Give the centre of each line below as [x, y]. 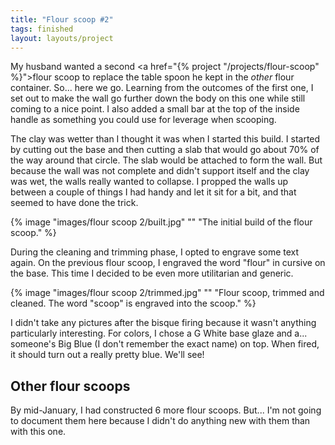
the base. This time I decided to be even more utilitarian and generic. [152, 273]
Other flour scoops [70, 386]
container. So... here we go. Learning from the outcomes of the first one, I [162, 88]
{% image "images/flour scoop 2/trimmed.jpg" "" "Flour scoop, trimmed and [167, 293]
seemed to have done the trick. [74, 203]
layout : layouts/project [62, 38]
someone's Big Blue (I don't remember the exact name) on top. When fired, [165, 344]
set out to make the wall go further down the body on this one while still [158, 98]
